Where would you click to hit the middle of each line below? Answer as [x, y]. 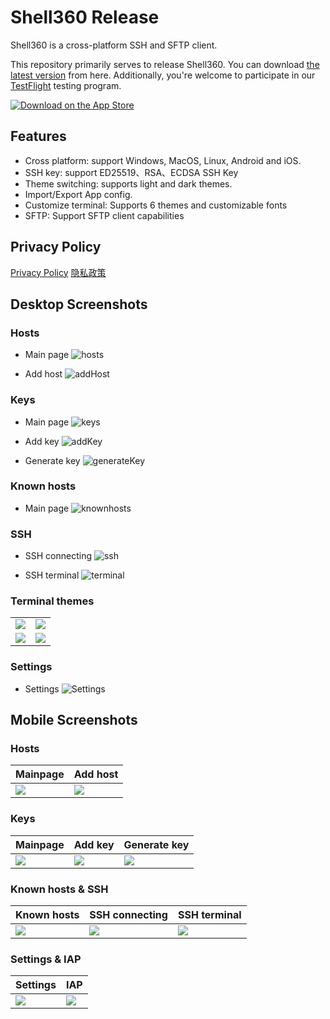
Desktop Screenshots [79, 304]
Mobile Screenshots [74, 720]
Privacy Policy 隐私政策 [58, 272]
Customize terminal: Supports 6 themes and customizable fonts [156, 205]
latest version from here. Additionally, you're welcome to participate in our [163, 75]
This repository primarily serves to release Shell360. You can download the [165, 64]
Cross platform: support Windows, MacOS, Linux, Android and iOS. [163, 160]
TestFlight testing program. [66, 85]
